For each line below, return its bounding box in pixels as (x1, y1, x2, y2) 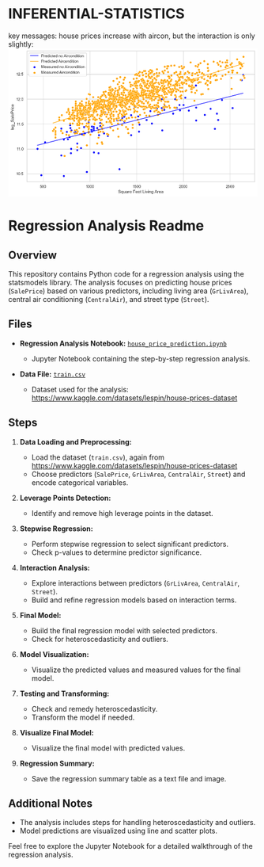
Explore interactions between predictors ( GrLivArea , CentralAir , (31, 578, 240, 587)
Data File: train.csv (19, 369, 85, 379)
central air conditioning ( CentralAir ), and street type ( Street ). (8, 295, 209, 304)
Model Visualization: (19, 649, 89, 659)
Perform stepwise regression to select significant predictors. (31, 539, 229, 548)
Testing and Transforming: (19, 689, 110, 698)
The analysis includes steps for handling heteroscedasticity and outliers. (19, 818, 256, 827)
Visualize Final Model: (19, 728, 94, 737)
